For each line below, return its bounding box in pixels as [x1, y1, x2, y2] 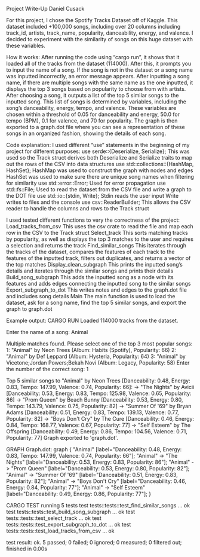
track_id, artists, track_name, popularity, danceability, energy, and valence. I [6, 29, 193, 36]
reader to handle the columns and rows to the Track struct [6, 205, 149, 212]
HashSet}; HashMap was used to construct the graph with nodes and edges [6, 167, 193, 174]
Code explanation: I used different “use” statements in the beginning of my [6, 142, 190, 148]
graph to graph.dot [6, 305, 53, 313]
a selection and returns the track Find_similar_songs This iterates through [6, 242, 187, 249]
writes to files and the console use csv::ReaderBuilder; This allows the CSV [6, 198, 191, 206]
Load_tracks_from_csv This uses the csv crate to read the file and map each [6, 223, 194, 229]
